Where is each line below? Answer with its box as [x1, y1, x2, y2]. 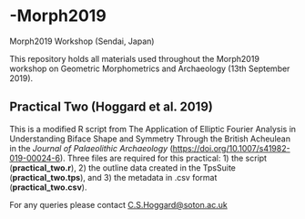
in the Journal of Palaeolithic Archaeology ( [9, 142, 173, 153]
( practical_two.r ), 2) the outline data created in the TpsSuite [9, 162, 237, 173]
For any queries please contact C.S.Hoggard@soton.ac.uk [9, 199, 228, 210]
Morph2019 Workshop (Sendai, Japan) [9, 36, 155, 47]
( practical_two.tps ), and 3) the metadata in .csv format [9, 172, 218, 182]
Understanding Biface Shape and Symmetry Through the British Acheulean [9, 133, 291, 144]
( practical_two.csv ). [9, 182, 87, 193]
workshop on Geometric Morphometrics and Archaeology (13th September [9, 63, 290, 74]
